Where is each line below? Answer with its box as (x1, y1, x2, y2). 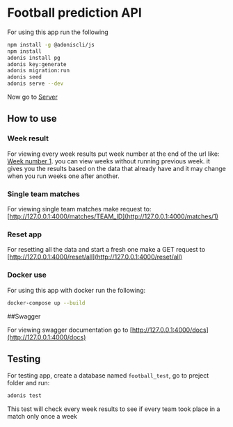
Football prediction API (7, 5, 143, 21)
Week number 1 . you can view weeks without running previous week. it (7, 156, 211, 165)
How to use (7, 113, 57, 124)
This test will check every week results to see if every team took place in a (7, 405, 220, 413)
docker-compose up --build (7, 299, 86, 307)
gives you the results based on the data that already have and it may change (7, 164, 226, 172)
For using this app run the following (7, 28, 109, 36)
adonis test (7, 392, 42, 399)
